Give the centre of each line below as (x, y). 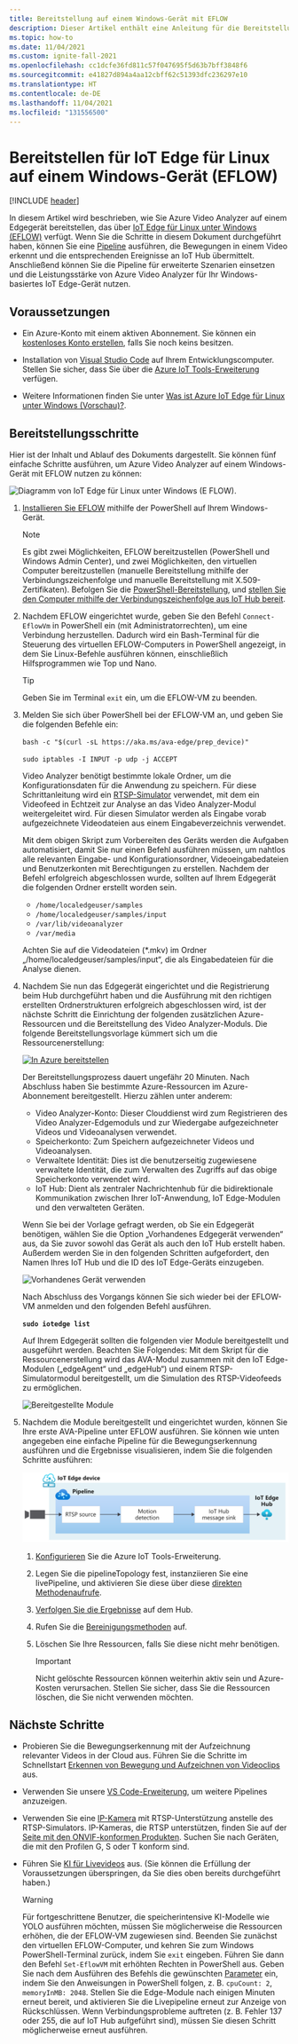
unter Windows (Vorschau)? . (74, 406)
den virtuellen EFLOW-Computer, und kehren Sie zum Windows (138, 1945)
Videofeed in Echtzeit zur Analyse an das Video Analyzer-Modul (139, 804)
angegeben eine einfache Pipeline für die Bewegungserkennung (139, 1440)
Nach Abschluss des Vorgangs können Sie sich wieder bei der (136, 1297)
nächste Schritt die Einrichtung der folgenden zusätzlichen (129, 1014)
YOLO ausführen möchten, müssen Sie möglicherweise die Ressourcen (152, 1927)
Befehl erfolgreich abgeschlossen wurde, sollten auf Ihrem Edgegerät (149, 878)
